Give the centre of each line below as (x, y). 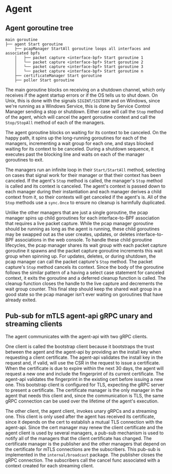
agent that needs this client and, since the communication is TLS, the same (85, 395)
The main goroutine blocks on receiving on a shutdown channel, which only (85, 90)
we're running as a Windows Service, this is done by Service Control (78, 106)
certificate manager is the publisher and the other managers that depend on (85, 444)
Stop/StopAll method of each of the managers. (55, 122)
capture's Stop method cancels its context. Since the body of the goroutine (85, 267)
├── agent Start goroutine (34, 44)
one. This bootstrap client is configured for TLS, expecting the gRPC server (85, 385)
